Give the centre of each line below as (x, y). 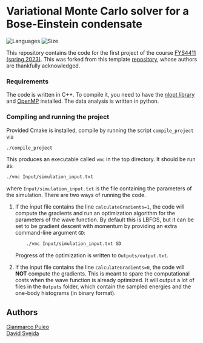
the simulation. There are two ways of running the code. (76, 195)
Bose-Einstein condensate (74, 24)
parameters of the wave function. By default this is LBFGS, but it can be (104, 220)
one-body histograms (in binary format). (65, 293)
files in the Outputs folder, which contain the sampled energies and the (103, 286)
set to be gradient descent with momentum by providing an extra (96, 226)
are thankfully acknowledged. (43, 66)
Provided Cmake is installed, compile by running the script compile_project (100, 130)
